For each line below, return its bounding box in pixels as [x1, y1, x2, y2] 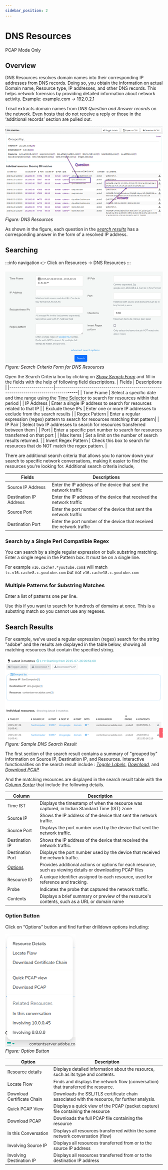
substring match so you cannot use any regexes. [5, 608, 106, 614]
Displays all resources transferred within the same [53, 1127, 156, 1133]
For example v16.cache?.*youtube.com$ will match [5, 564, 108, 570]
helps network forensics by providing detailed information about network [5, 91, 155, 97]
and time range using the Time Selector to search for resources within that [5, 395, 158, 401]
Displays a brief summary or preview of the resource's [39, 893, 151, 899]
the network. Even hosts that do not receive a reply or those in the [5, 111, 141, 117]
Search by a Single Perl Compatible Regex [5, 538, 109, 545]
